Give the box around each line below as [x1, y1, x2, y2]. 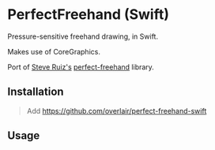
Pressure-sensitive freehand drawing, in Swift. [7, 32, 159, 41]
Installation [7, 85, 64, 99]
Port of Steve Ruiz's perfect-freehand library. [7, 62, 155, 72]
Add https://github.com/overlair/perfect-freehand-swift [26, 106, 207, 115]
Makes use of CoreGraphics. [7, 47, 100, 56]
